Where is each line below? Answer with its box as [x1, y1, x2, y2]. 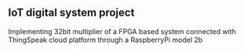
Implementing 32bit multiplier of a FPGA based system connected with [8, 26, 237, 36]
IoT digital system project [8, 6, 135, 19]
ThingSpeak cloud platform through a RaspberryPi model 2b [8, 35, 203, 44]
